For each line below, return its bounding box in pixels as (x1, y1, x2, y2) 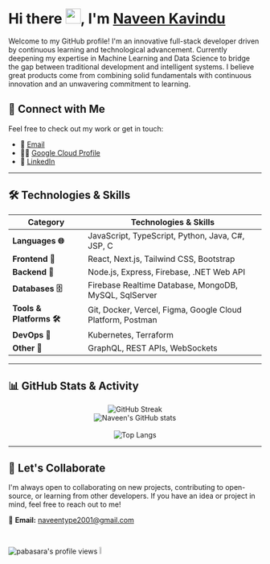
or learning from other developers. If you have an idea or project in (35, 491, 256, 501)
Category (27, 216, 65, 227)
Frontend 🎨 (12, 253, 56, 264)
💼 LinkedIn (19, 156, 55, 166)
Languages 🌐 (12, 234, 65, 246)
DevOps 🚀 (12, 329, 51, 340)
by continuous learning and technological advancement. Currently (8, 44, 227, 54)
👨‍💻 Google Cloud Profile (19, 147, 100, 157)
